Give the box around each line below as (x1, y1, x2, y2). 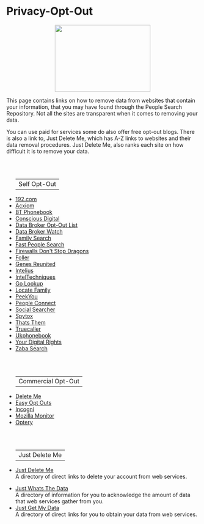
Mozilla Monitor (15, 411, 55, 419)
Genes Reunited (15, 260, 56, 267)
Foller (15, 254, 30, 261)
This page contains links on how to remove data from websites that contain (6, 97, 195, 104)
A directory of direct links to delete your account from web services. (15, 473, 188, 480)
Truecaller (15, 325, 41, 333)
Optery (15, 418, 34, 426)
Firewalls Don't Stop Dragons (15, 247, 89, 254)
